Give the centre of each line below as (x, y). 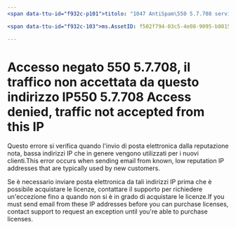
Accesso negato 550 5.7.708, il (99, 67)
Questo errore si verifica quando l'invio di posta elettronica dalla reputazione (118, 146)
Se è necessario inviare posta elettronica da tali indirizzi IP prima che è (110, 182)
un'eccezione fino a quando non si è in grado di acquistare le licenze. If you (116, 197)
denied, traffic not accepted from (106, 112)
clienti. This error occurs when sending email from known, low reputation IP (116, 161)
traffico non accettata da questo (103, 82)
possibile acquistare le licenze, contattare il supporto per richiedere (105, 189)
